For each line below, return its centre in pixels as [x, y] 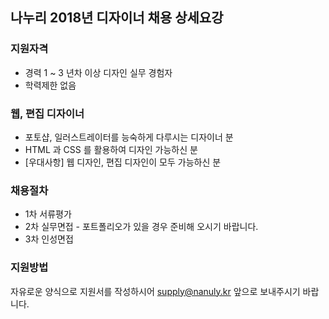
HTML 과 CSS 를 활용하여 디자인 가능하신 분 [111, 149]
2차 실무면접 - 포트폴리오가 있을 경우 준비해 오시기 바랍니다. [141, 227]
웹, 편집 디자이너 [47, 113]
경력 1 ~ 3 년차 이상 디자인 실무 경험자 [98, 72]
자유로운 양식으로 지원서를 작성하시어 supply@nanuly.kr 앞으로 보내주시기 [155, 291]
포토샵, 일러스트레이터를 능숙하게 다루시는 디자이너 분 [129, 137]
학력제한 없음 [50, 85]
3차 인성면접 [49, 239]
